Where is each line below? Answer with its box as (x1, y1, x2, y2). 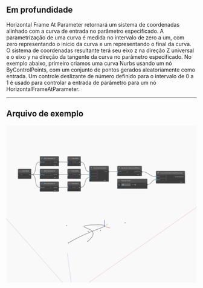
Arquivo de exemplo (6, 109, 83, 119)
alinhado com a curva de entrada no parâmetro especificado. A (6, 27, 164, 35)
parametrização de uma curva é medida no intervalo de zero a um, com (6, 33, 185, 41)
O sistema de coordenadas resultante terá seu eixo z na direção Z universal (6, 47, 195, 54)
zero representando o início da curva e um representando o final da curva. (6, 40, 192, 47)
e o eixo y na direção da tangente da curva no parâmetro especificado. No (6, 53, 192, 60)
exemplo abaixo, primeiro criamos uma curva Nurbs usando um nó (6, 59, 172, 67)
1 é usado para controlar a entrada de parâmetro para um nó (6, 79, 156, 86)
